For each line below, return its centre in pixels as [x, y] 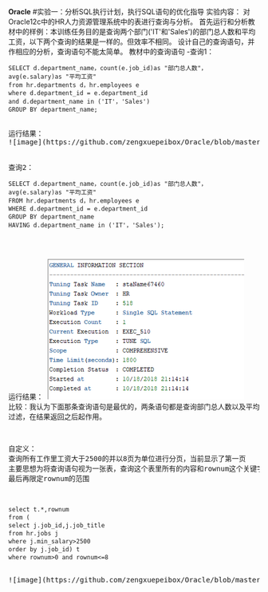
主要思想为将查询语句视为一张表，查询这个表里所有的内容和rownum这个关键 [133, 469]
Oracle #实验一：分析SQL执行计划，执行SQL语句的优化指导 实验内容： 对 [129, 12]
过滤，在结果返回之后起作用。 [57, 417]
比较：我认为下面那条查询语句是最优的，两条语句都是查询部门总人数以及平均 [134, 407]
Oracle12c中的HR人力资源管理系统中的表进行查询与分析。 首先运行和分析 [128, 22]
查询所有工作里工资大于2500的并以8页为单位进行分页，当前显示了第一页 [127, 458]
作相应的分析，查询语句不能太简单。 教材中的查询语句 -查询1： [111, 51]
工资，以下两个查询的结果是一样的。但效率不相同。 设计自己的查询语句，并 [132, 41]
